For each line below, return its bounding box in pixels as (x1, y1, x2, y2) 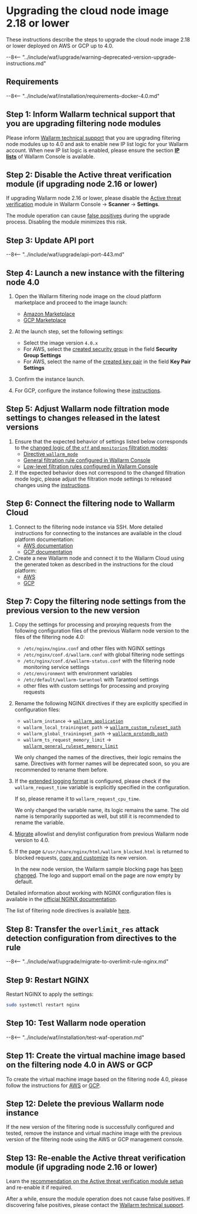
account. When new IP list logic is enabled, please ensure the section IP (6, 147, 180, 154)
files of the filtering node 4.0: (14, 634, 85, 641)
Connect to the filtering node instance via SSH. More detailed (14, 523, 163, 530)
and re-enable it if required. (6, 1184, 73, 1191)
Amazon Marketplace (23, 310, 75, 317)
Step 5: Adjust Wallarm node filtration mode (6, 404, 169, 414)
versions (6, 422, 39, 432)
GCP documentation (23, 548, 73, 555)
